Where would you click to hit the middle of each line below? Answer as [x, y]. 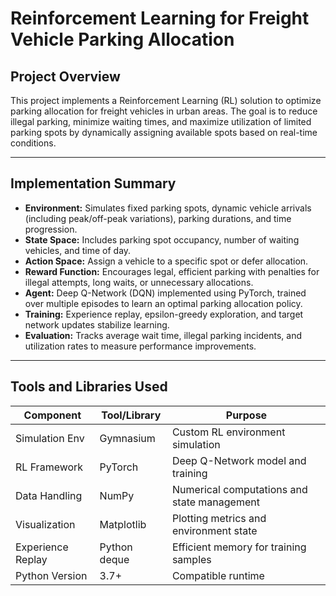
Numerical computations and [239, 489]
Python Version [51, 575]
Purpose [246, 415]
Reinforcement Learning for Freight [160, 18]
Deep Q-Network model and [239, 460]
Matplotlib [123, 524]
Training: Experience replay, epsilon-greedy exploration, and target [164, 314]
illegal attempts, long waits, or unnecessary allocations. [139, 282]
